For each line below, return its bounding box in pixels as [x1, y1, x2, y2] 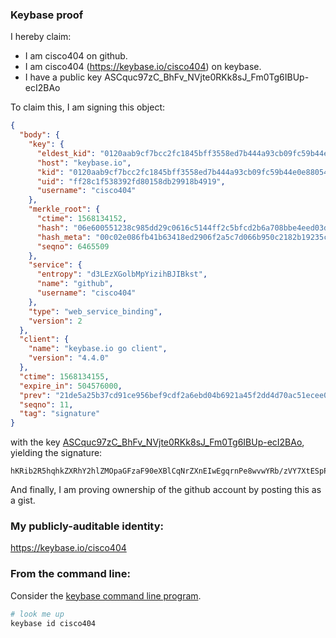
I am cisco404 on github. [24, 50, 128, 62]
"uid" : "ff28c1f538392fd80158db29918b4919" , [36, 176, 226, 187]
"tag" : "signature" [19, 409, 101, 419]
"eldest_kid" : [36, 148, 97, 158]
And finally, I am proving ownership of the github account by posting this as [10, 484, 322, 496]
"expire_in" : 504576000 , [19, 381, 123, 391]
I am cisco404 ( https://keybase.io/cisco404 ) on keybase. [24, 61, 262, 73]
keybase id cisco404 [10, 618, 97, 628]
